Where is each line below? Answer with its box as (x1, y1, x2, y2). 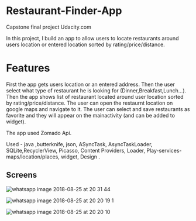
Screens (6, 170, 37, 180)
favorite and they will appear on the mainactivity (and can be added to (6, 112, 176, 119)
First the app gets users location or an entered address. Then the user (6, 81, 176, 88)
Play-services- (146, 147, 183, 154)
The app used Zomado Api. (6, 129, 72, 136)
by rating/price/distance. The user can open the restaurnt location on (6, 99, 173, 106)
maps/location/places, (6, 153, 60, 160)
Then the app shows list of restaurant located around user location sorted (6, 93, 184, 100)
